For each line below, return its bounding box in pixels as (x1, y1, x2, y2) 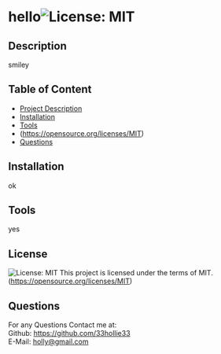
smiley (8, 60, 30, 69)
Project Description (19, 103, 83, 113)
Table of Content (8, 83, 92, 96)
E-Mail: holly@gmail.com (8, 337, 89, 346)
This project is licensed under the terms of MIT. (59, 268, 214, 278)
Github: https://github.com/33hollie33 (8, 329, 131, 338)
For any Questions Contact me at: (8, 320, 117, 330)
